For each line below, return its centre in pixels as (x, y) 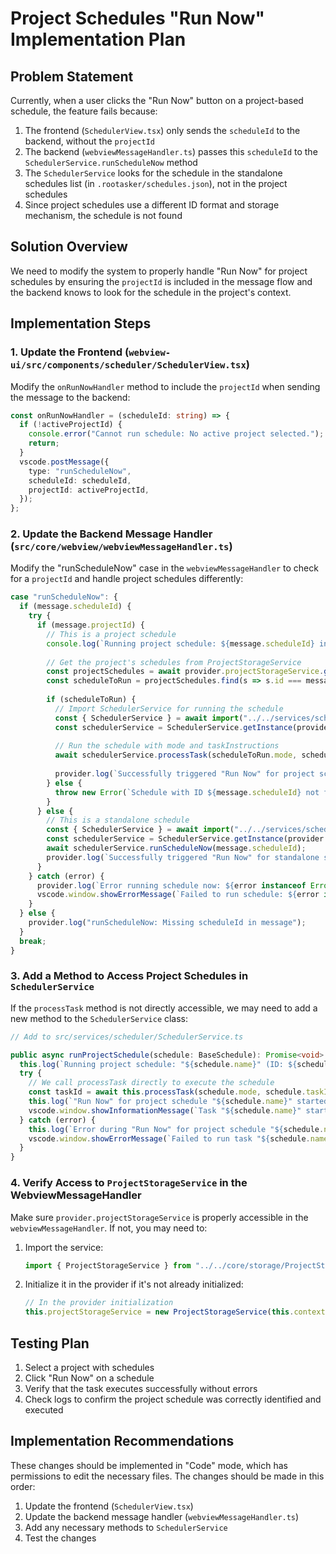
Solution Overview (69, 247)
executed (44, 1409)
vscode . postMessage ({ (64, 462)
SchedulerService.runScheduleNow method (111, 162)
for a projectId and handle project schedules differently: (127, 579)
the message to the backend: (70, 397)
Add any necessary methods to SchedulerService (126, 1527)
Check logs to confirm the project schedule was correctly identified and (173, 1399)
